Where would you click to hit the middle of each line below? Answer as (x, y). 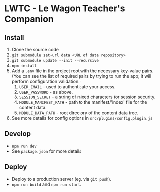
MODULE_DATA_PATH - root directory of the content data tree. (79, 113)
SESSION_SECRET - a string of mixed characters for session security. (87, 97)
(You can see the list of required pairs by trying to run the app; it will (81, 76)
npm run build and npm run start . (46, 184)
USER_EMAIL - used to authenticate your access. (67, 87)
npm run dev (24, 146)
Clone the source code (35, 49)
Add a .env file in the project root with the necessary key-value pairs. (82, 71)
